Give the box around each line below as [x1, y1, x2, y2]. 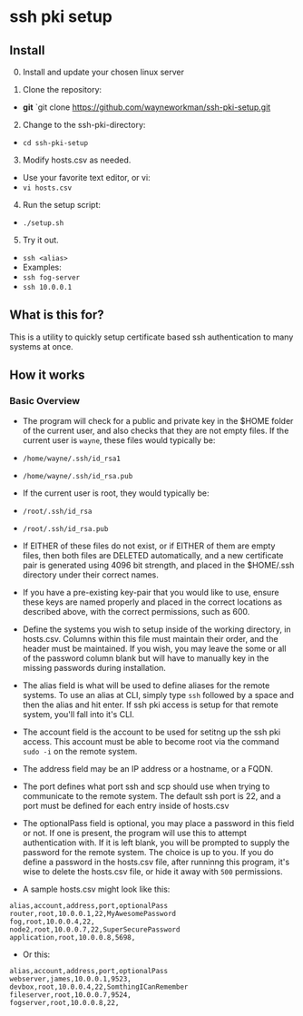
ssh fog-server [22, 273, 81, 282]
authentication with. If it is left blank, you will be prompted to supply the [22, 837, 290, 848]
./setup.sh [22, 219, 64, 228]
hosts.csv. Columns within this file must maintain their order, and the [22, 633, 279, 644]
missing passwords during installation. [22, 662, 166, 673]
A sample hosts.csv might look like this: [22, 883, 171, 894]
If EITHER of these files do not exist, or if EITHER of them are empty [22, 540, 276, 551]
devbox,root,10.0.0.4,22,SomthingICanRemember [9, 982, 189, 991]
